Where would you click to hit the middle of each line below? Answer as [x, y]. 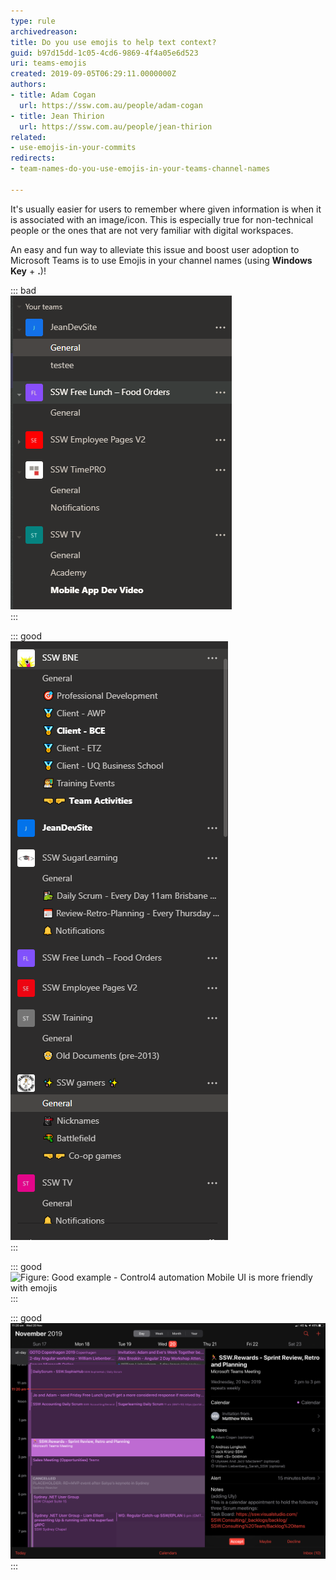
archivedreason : [44, 31]
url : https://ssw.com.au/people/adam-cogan [111, 105]
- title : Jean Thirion [57, 116]
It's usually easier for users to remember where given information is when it [166, 209]
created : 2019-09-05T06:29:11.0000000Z [93, 74]
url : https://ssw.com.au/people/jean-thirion [116, 126]
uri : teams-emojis [48, 63]
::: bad [23, 290]
